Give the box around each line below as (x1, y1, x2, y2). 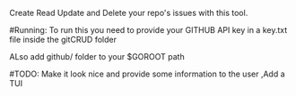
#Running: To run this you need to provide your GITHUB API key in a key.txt (9, 25, 288, 35)
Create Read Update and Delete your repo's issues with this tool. (9, 8, 248, 18)
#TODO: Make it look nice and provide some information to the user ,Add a (9, 68, 285, 79)
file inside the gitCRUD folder (9, 35, 117, 44)
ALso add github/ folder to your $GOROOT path (9, 52, 186, 61)
